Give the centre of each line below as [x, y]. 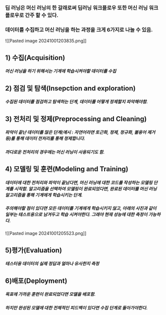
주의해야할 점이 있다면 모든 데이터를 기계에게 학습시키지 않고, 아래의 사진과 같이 [81, 208]
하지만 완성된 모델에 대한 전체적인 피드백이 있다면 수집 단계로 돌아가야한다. [76, 308]
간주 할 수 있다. [42, 15]
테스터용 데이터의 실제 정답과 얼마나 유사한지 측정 [52, 264]
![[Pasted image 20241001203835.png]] [46, 41]
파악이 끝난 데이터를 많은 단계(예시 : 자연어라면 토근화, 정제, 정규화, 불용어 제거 [80, 133]
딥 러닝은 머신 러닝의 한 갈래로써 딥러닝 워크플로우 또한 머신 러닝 [77, 7]
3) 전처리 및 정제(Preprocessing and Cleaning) [76, 119]
